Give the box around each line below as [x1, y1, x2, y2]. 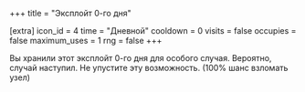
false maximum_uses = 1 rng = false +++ [9, 36, 163, 46]
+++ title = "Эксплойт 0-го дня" [9, 8, 131, 18]
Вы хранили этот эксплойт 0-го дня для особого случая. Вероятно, [9, 53, 272, 63]
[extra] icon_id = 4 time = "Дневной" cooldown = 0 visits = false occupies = [9, 26, 297, 36]
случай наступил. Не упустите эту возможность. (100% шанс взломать [9, 63, 289, 73]
